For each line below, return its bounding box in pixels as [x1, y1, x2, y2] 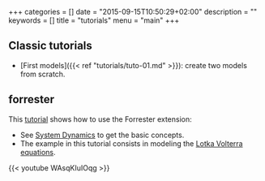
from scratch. [19, 69, 66, 79]
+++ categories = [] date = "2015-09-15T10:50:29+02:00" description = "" [8, 7, 258, 16]
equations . [19, 147, 56, 157]
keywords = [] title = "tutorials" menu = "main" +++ [8, 15, 180, 25]
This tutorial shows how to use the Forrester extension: [8, 114, 192, 124]
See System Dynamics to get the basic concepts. [19, 130, 185, 140]
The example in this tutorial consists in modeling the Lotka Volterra [19, 138, 243, 149]
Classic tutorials [8, 39, 93, 53]
